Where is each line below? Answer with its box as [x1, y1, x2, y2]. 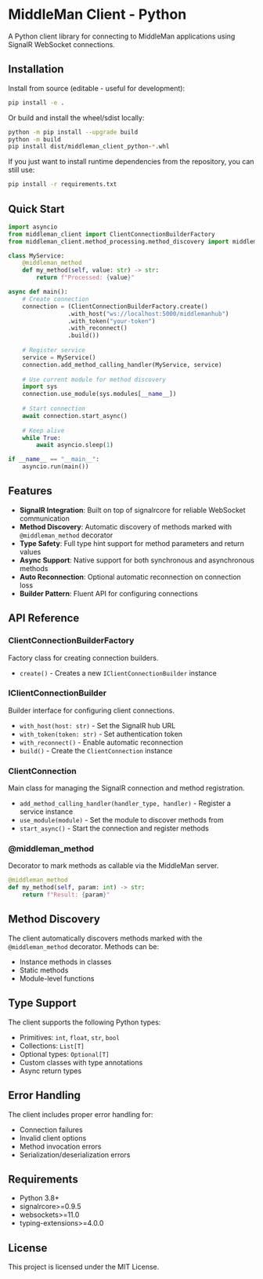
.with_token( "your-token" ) [67, 317, 156, 325]
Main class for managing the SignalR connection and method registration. [8, 783, 245, 793]
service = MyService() [22, 354, 96, 361]
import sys [22, 383, 58, 390]
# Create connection [22, 295, 89, 303]
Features [8, 485, 52, 498]
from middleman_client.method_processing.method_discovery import [8, 237, 229, 245]
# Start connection [22, 405, 86, 413]
